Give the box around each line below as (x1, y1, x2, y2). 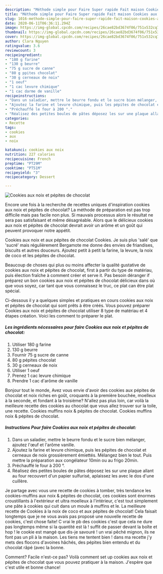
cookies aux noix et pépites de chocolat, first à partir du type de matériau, (5, 267, 153, 273)
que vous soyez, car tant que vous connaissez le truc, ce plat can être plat (5, 283, 154, 289)
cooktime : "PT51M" (5, 165, 42, 171)
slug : (5, 16, 16, 21)
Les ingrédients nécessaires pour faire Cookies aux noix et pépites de (5, 324, 149, 330)
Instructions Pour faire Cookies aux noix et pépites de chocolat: (5, 424, 137, 430)
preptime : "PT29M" (5, 161, 42, 166)
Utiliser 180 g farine (12, 342, 51, 348)
